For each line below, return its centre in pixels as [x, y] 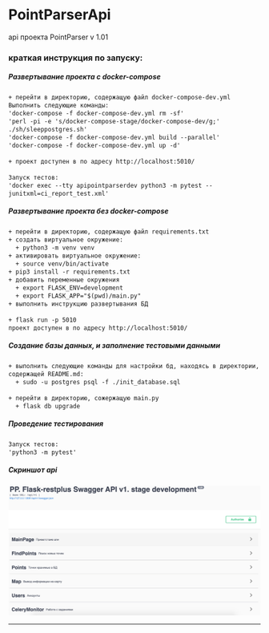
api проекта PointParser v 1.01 [58, 37]
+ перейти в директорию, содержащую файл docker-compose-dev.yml [119, 97]
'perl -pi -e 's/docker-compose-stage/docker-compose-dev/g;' [114, 121]
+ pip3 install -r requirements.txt [69, 272]
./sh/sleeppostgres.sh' [48, 129]
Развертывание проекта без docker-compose [89, 211]
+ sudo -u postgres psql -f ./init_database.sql [98, 382]
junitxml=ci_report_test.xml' [59, 193]
